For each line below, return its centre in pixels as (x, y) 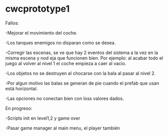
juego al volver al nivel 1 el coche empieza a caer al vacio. (66, 63)
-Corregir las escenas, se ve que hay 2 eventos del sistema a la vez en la (82, 52)
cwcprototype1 (37, 9)
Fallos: (12, 23)
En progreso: (19, 108)
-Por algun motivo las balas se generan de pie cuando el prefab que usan (82, 83)
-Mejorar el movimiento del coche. (41, 33)
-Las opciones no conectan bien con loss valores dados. (65, 98)
